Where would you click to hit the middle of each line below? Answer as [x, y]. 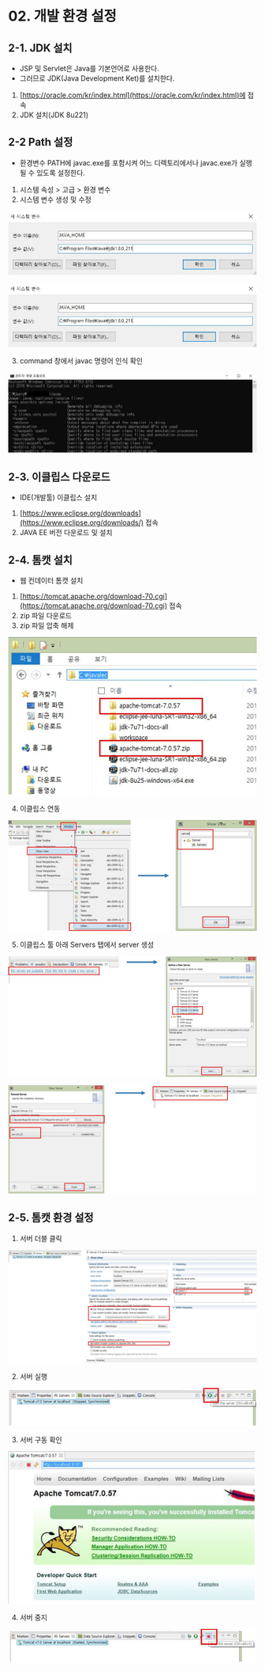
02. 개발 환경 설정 [62, 16]
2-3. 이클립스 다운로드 [59, 477]
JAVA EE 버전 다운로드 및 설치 [66, 533]
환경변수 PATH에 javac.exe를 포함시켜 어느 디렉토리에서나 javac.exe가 [129, 162]
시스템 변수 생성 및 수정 [56, 199]
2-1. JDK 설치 [40, 48]
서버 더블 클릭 [41, 1238]
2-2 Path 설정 [41, 142]
